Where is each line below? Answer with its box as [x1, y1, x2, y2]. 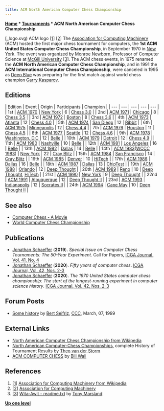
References [5, 367, 41, 376]
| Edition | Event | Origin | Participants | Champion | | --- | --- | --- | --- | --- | [5, 104, 159, 110]
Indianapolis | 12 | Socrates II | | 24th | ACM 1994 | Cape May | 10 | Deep [5, 182, 151, 188]
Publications [5, 233, 45, 242]
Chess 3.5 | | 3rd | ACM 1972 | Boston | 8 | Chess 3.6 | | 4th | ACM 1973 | [5, 114, 152, 120]
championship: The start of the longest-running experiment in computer [12, 278, 158, 284]
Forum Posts [5, 297, 45, 306]
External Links [5, 324, 50, 333]
